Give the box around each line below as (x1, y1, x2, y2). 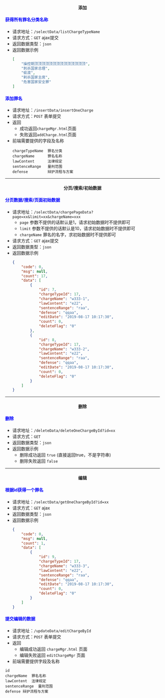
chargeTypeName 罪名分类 (12, 149, 62, 154)
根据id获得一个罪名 (5, 487, 44, 493)
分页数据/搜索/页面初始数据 (5, 197, 60, 203)
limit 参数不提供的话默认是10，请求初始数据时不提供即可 (19, 225, 136, 231)
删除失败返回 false (19, 458, 58, 464)
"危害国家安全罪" (21, 80, 52, 84)
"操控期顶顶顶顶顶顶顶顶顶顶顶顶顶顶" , (21, 61, 90, 66)
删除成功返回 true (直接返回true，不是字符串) (19, 452, 111, 458)
